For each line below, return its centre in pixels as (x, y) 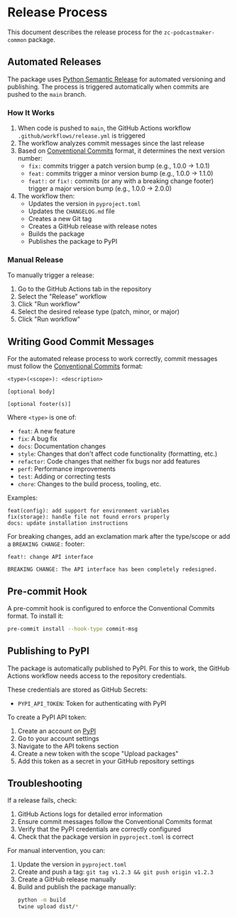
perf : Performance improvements (66, 469)
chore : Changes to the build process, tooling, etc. (89, 484)
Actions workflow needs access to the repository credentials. (97, 675)
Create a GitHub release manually (67, 879)
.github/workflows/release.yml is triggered (81, 136)
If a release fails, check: (42, 800)
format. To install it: (35, 616)
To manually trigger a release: (51, 275)
